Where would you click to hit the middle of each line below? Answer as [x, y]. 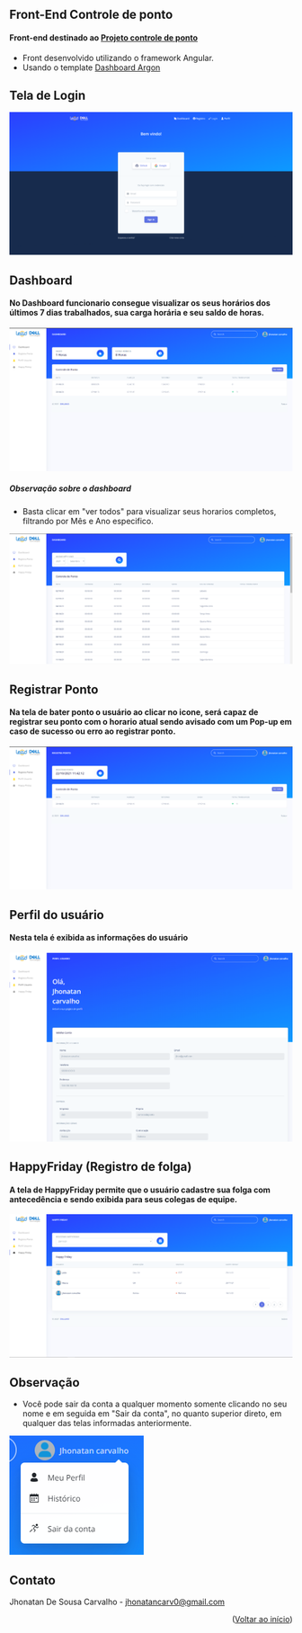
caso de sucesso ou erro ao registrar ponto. [93, 731]
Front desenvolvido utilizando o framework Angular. [118, 58]
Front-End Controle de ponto [91, 15]
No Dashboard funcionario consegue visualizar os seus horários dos [140, 303]
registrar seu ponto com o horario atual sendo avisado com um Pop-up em [151, 722]
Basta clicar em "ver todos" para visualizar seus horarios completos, [149, 511]
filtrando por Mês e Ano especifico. [88, 521]
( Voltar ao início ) [262, 1620]
